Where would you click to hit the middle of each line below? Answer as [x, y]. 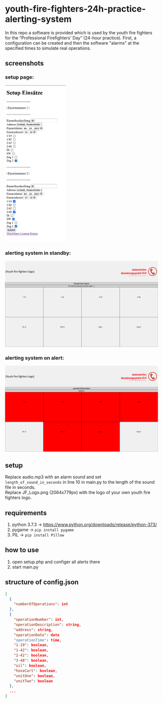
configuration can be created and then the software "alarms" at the [72, 43]
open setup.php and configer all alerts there [56, 562]
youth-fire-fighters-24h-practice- [75, 9]
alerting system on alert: [35, 358]
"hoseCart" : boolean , [35, 670]
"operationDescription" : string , [48, 624]
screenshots [24, 63]
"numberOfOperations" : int [41, 604]
